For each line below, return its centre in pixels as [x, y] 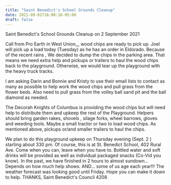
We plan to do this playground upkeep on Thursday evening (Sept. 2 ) [78, 139]
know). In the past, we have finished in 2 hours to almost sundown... [77, 161]
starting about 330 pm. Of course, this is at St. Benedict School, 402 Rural [83, 145]
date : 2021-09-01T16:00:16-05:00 [41, 15]
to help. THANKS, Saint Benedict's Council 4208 [56, 177]
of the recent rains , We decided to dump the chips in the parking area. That [85, 55]
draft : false [19, 19]
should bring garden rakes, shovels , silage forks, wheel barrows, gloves [81, 118]
